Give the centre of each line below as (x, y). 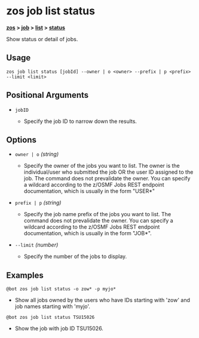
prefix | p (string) (38, 203)
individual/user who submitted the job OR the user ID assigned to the (108, 172)
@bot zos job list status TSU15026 (50, 318)
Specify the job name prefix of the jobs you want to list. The (97, 214)
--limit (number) (36, 245)
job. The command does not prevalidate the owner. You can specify (107, 179)
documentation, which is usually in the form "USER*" (89, 191)
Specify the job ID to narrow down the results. (80, 121)
